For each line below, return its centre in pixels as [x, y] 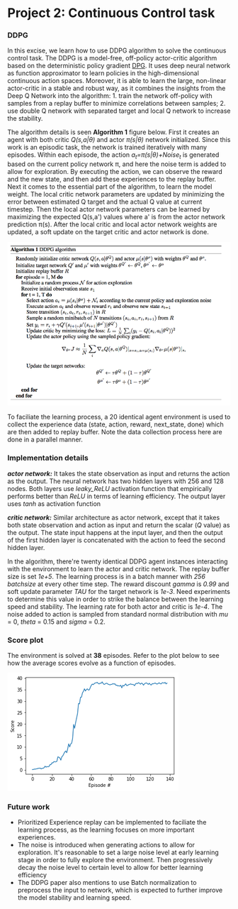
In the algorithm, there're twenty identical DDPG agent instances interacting [118, 561]
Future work [29, 807]
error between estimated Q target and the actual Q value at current [105, 202]
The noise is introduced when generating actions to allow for [106, 845]
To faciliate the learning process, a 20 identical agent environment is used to [119, 417]
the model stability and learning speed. [74, 898]
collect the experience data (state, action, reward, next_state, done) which [116, 424]
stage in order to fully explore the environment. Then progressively [115, 860]
